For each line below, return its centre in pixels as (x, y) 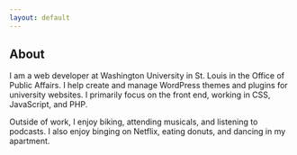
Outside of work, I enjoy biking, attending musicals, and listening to (134, 122)
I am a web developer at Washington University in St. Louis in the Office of (147, 76)
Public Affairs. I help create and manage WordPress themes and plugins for (148, 86)
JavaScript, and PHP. (49, 105)
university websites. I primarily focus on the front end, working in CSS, (140, 95)
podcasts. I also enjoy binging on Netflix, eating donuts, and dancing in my (148, 132)
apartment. (30, 141)
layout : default (40, 18)
